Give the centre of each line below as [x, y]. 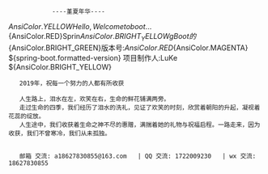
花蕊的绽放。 [27, 116]
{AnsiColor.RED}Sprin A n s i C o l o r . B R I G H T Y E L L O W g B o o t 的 [102, 37]
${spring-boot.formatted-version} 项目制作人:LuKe [93, 57]
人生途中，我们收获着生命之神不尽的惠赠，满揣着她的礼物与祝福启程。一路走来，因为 [140, 125]
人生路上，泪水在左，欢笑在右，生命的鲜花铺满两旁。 [94, 99]
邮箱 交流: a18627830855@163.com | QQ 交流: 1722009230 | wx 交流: [138, 156]
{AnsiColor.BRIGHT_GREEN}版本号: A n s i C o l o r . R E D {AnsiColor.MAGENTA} [128, 48]
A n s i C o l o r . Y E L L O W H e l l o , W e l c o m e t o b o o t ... [80, 26]
